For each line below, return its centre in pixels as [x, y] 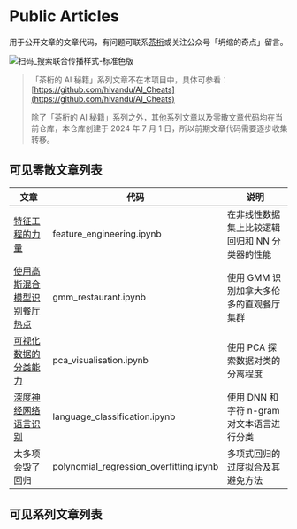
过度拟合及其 [254, 467]
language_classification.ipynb [114, 416]
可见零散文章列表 [56, 170]
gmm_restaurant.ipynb [99, 297]
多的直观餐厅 [254, 304]
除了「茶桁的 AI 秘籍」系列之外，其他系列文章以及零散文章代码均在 [153, 117]
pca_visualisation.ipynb [100, 360]
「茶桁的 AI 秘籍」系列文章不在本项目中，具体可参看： [130, 79]
